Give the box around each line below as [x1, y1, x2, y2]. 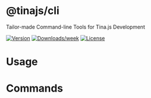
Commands [6, 82, 64, 95]
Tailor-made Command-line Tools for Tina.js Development [6, 23, 145, 30]
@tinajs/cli [6, 4, 59, 17]
